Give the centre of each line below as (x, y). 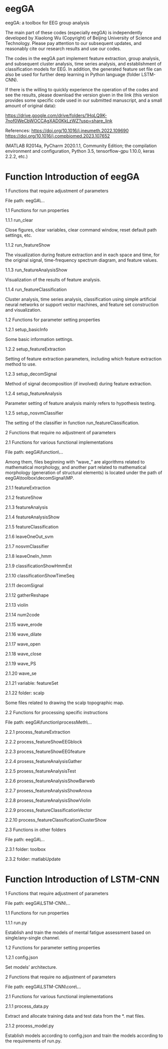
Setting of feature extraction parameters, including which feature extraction (83, 359)
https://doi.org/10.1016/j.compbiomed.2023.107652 (58, 136)
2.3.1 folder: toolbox (26, 849)
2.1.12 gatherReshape (27, 595)
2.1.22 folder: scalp (25, 693)
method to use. (21, 364)
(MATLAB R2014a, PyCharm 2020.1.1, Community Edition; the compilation (81, 145)
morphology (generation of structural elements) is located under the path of (84, 473)
